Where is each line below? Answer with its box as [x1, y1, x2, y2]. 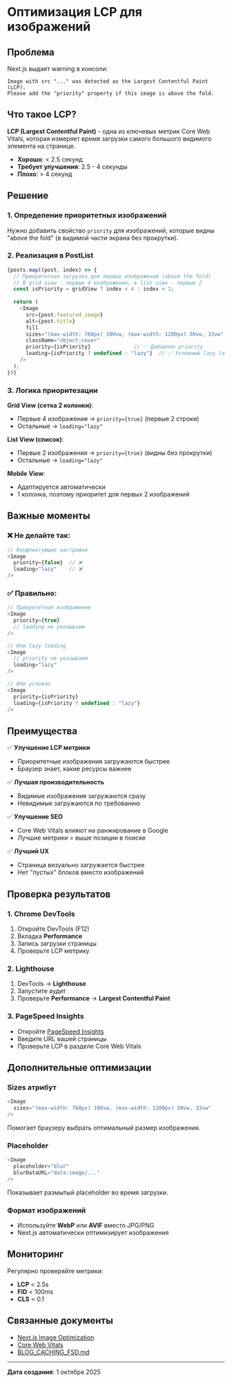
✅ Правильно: [7, 588, 57, 598]
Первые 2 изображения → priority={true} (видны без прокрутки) [17, 448, 213, 456]
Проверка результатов [7, 888, 111, 900]
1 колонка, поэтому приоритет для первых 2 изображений [17, 490, 190, 498]
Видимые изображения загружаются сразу [17, 792, 146, 800]
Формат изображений [7, 1206, 86, 1215]
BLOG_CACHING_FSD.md [17, 1348, 90, 1356]
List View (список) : [7, 435, 64, 443]
